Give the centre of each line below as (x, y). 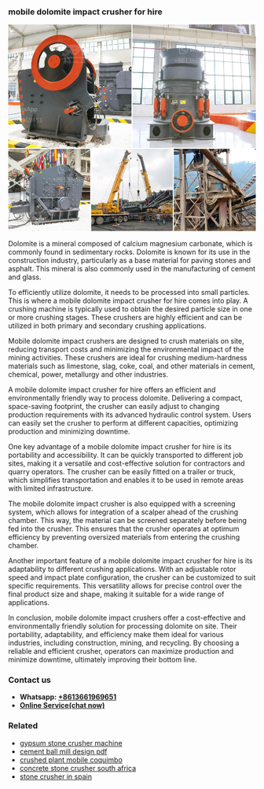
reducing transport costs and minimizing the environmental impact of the (126, 349)
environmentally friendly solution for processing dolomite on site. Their (123, 626)
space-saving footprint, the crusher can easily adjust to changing (114, 406)
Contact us (29, 680)
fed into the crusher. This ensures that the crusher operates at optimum (124, 529)
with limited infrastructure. (51, 488)
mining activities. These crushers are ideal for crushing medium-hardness (128, 357)
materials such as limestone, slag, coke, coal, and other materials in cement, (132, 366)
